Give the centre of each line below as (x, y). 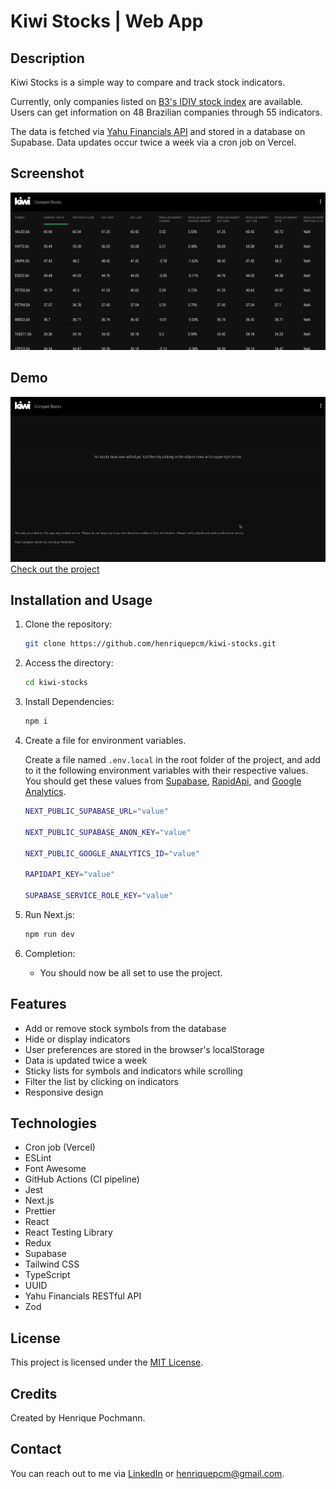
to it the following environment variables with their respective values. (166, 771)
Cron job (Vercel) (60, 1147)
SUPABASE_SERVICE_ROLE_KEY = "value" (99, 896)
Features (38, 1004)
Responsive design (64, 1092)
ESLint (38, 1158)
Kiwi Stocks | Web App (107, 21)
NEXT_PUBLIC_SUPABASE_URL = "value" (96, 811)
